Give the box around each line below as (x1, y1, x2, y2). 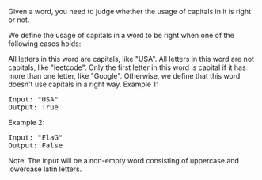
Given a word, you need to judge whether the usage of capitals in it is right (8, 7, 252, 16)
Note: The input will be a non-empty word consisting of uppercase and (8, 156, 240, 165)
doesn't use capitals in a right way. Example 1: (8, 79, 158, 89)
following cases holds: (8, 39, 82, 48)
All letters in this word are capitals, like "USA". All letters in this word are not (8, 55, 255, 63)
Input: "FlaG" (8, 133, 63, 142)
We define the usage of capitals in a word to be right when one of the (8, 31, 235, 40)
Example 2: (8, 118, 45, 127)
